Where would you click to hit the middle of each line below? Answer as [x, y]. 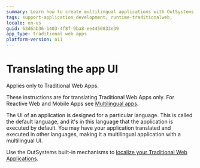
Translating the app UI [62, 69]
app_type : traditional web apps [46, 34]
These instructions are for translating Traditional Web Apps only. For [90, 97]
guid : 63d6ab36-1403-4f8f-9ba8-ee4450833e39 [63, 28]
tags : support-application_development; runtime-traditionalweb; [89, 17]
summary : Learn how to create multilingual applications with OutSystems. [101, 12]
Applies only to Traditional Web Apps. [52, 85]
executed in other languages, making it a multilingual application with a [94, 134]
